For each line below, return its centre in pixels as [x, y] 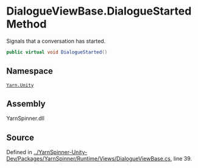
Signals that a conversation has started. [56, 41]
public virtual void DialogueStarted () [57, 52]
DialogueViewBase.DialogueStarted [99, 11]
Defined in [19, 152]
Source [20, 137]
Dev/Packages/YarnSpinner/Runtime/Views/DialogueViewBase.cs [88, 159]
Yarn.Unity [20, 85]
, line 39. [181, 159]
